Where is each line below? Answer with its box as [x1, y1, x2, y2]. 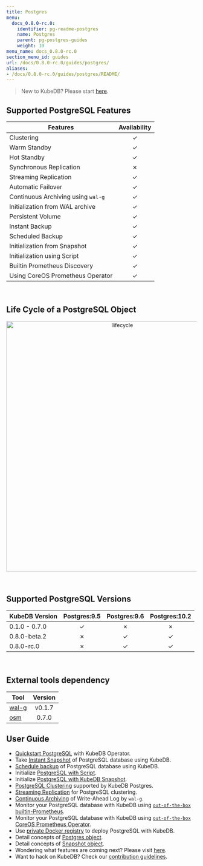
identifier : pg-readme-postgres [17, 25, 98, 32]
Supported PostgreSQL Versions [6, 594, 132, 604]
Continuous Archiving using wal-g [9, 192, 105, 201]
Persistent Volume [9, 212, 62, 221]
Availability [118, 123, 152, 132]
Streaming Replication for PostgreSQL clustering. [14, 788, 138, 796]
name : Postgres [17, 32, 56, 38]
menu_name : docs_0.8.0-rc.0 [6, 49, 77, 55]
